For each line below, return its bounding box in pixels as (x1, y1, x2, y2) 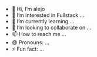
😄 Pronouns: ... (11, 39, 50, 46)
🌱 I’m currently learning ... (11, 18, 75, 24)
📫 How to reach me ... (11, 31, 66, 37)
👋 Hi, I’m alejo (11, 6, 45, 12)
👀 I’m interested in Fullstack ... (11, 12, 85, 19)
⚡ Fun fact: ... (11, 45, 44, 52)
